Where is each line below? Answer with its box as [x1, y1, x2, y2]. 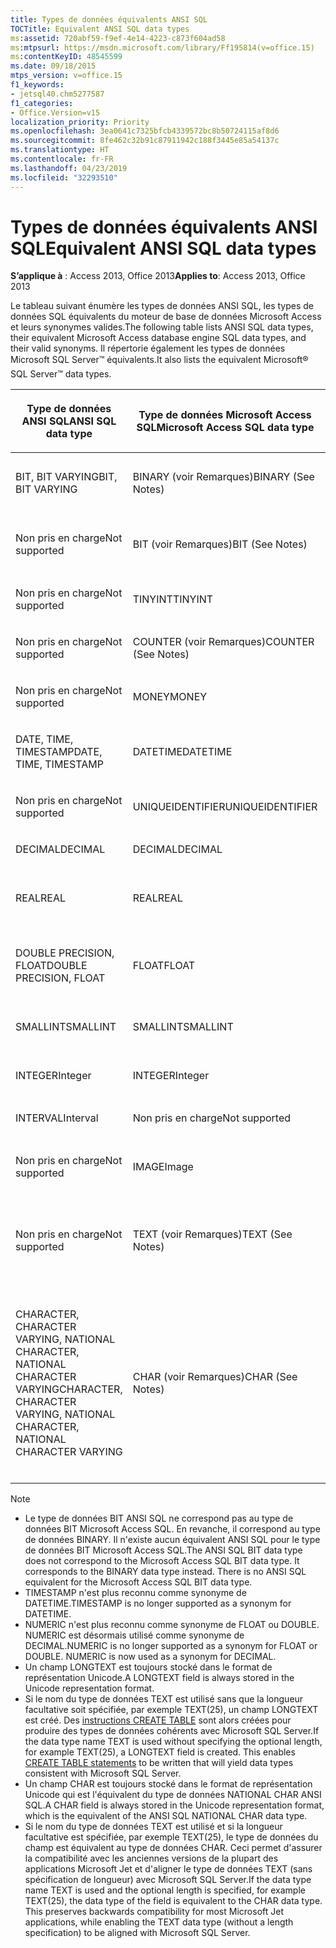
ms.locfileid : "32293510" [10, 172, 118, 183]
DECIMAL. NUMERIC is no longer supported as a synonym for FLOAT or [24, 1640, 318, 1652]
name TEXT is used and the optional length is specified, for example [24, 1884, 306, 1896]
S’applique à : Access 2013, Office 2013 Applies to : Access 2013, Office [10, 270, 306, 282]
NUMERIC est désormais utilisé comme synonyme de [24, 1629, 245, 1641]
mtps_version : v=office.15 [10, 71, 123, 81]
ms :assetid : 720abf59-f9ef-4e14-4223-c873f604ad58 [10, 33, 226, 43]
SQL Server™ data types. [10, 368, 112, 380]
